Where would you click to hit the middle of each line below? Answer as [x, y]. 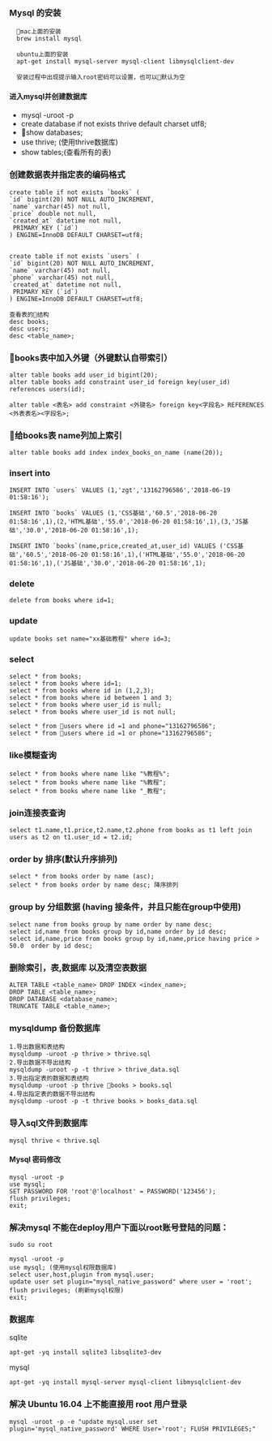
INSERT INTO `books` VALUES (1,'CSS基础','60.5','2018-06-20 [113, 513]
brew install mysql [49, 39]
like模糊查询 [33, 755]
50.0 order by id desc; [51, 946]
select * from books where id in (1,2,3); [82, 690]
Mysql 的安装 [35, 12]
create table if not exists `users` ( [74, 256]
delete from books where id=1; [62, 600]
